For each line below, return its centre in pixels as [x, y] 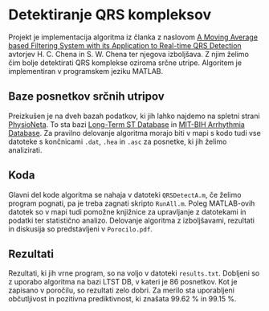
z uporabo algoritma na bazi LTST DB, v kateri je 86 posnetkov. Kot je [123, 282]
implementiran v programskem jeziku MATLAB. [86, 71]
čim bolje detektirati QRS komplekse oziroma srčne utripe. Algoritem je [125, 63]
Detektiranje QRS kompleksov [110, 15]
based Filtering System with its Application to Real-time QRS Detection [125, 45]
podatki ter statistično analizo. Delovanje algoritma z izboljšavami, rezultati [132, 220]
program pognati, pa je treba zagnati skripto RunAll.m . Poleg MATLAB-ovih [132, 203]
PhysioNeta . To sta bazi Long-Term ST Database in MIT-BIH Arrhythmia [126, 124]
